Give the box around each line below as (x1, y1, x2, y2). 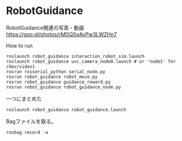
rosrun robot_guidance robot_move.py (6, 74, 98, 80)
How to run (6, 42, 33, 49)
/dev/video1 (6, 63, 35, 70)
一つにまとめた (6, 95, 42, 102)
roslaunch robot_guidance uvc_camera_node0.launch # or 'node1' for (6, 59, 176, 64)
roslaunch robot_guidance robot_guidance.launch (6, 106, 127, 112)
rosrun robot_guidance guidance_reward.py (6, 79, 111, 85)
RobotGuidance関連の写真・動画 (6, 24, 85, 31)
